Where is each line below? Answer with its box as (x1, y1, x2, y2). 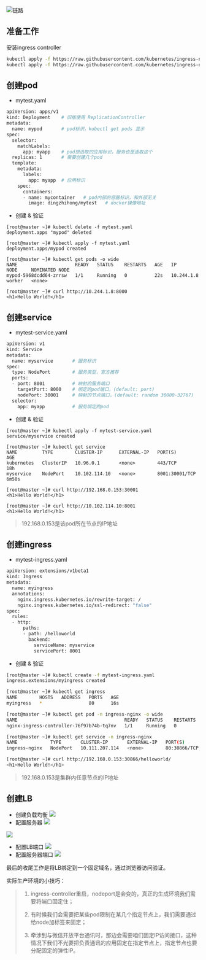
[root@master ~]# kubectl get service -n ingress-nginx (6, 734, 152, 740)
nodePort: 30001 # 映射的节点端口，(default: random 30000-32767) (17, 392, 194, 398)
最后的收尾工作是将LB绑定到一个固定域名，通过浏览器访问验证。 (6, 864, 169, 871)
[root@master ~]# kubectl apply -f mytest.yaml (6, 240, 131, 247)
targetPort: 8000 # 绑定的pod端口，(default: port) (17, 387, 155, 393)
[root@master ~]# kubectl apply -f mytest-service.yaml (6, 427, 152, 434)
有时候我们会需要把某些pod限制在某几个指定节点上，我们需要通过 (30, 910, 197, 918)
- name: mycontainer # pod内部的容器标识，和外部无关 (22, 194, 156, 201)
